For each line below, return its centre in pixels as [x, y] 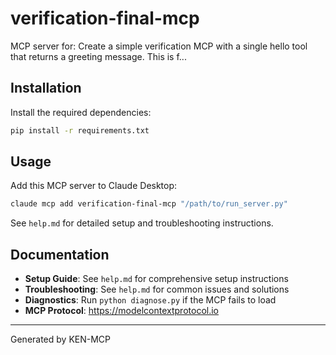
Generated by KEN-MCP [61, 339]
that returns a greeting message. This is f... [98, 56]
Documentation [60, 254]
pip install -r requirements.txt [80, 130]
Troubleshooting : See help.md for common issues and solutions [157, 289]
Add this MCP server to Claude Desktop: [94, 186]
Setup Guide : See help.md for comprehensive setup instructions [156, 279]
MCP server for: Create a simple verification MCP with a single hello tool [159, 46]
